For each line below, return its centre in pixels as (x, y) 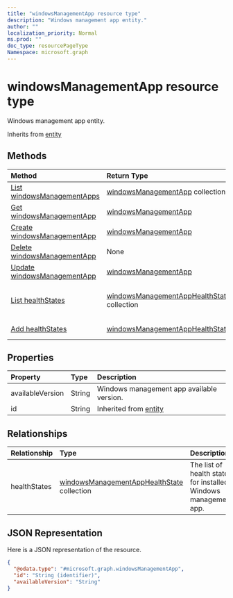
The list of (206, 465)
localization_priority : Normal (52, 33)
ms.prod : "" (24, 40)
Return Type (127, 176)
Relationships (37, 434)
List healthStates (38, 300)
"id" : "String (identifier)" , (57, 575)
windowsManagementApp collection (166, 192)
